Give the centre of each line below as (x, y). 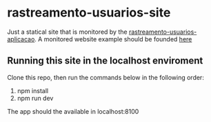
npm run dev (35, 98)
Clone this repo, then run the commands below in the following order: (106, 77)
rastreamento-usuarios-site (89, 13)
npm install (33, 90)
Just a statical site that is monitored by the (67, 32)
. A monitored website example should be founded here (113, 39)
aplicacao (21, 39)
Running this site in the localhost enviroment (105, 61)
